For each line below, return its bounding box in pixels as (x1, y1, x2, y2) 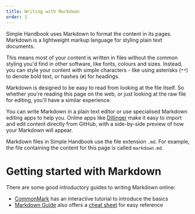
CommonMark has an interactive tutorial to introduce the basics (14, 195, 169, 202)
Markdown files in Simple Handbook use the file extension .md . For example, (6, 138, 190, 145)
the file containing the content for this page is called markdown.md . (6, 144, 164, 151)
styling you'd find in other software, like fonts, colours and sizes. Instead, (6, 60, 183, 67)
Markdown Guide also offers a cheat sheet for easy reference (14, 202, 163, 209)
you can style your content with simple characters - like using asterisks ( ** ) (6, 66, 189, 73)
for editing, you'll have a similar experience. (6, 96, 111, 103)
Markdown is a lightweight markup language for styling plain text (6, 36, 163, 43)
